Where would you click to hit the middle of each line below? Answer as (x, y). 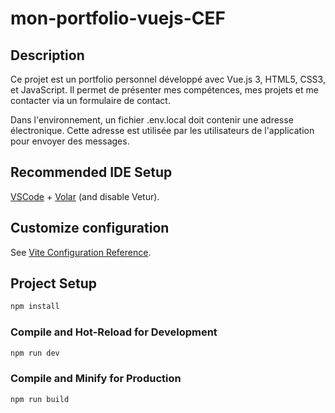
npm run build (40, 399)
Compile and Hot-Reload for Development (114, 332)
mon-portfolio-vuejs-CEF (118, 18)
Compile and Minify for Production (96, 379)
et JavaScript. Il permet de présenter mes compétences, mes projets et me (164, 90)
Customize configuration (90, 228)
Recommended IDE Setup (91, 172)
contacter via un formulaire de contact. (90, 100)
